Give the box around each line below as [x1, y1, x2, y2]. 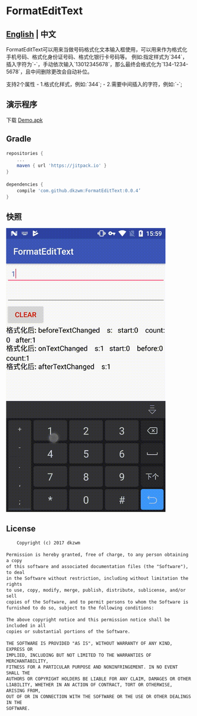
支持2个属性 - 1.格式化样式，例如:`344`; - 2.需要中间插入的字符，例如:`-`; [6, 81, 183, 88]
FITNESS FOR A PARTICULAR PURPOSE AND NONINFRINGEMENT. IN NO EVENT [6, 664, 178, 670]
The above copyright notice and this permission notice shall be [6, 617, 170, 623]
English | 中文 [6, 29, 57, 39]
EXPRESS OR [6, 646, 33, 653]
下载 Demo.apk [6, 116, 43, 124]
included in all [6, 623, 46, 629]
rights [6, 581, 22, 588]
